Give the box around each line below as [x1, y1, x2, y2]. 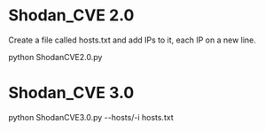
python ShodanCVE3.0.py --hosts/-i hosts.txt [8, 112, 174, 122]
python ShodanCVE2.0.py [8, 51, 103, 62]
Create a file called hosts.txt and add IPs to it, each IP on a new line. [8, 35, 256, 45]
